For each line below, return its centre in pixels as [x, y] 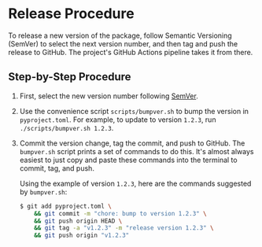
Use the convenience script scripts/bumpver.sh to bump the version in [134, 111]
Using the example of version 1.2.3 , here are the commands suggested [135, 183]
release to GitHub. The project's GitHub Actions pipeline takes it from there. [131, 52]
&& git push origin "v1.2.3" [82, 236]
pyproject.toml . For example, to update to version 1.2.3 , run [118, 120]
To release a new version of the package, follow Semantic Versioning [120, 35]
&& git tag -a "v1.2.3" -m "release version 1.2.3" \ [124, 228]
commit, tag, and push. [57, 168]
